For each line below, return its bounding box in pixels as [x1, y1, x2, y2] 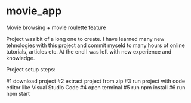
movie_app [6, 4, 62, 18]
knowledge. [6, 54, 35, 61]
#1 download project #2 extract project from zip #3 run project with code [6, 77, 186, 85]
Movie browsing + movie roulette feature [6, 24, 106, 31]
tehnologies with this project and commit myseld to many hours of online [6, 42, 185, 49]
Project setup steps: [6, 65, 56, 73]
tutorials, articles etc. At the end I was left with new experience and [6, 48, 172, 55]
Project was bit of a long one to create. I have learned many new [6, 35, 165, 42]
